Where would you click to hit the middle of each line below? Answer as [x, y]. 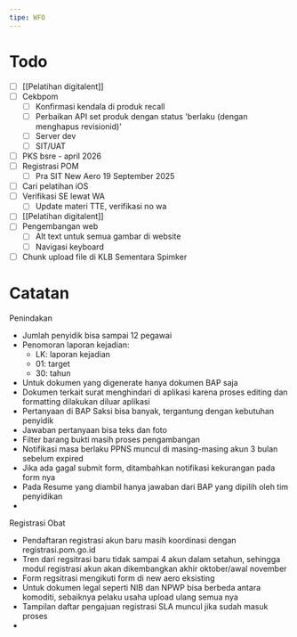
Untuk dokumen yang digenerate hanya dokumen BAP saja [130, 382]
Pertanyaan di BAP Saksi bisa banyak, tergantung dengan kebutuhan [148, 411]
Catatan [39, 293]
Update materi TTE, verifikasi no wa [101, 207]
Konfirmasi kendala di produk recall [100, 106]
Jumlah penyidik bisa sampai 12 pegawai [97, 335]
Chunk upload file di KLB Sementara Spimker [104, 257]
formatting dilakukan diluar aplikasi [86, 401]
